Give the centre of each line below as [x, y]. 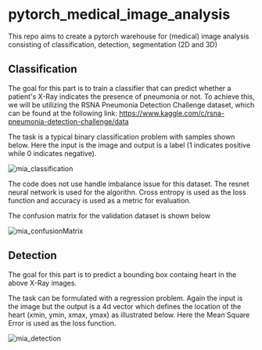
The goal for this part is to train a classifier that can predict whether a [120, 88]
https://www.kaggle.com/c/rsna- [172, 113]
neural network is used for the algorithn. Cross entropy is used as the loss [127, 192]
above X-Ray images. [42, 283]
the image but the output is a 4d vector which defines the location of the [125, 306]
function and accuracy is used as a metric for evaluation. [100, 200]
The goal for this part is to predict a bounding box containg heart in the [122, 274]
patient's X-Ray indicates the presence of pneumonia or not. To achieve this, [131, 97]
